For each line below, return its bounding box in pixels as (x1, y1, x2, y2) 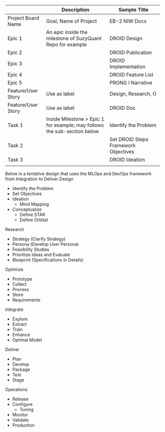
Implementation (110, 64, 146, 70)
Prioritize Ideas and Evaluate (12, 252, 70, 258)
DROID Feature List (110, 71, 154, 78)
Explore (12, 316, 28, 322)
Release (12, 396, 28, 402)
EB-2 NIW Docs (110, 18, 147, 24)
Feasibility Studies (12, 246, 50, 252)
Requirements (12, 297, 41, 302)
